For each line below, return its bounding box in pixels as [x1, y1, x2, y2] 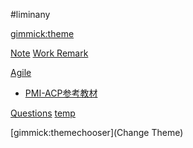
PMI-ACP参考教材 [24, 87, 98, 99]
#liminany [10, 9, 51, 20]
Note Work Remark [10, 47, 89, 59]
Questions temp [10, 107, 76, 119]
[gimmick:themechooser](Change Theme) [10, 127, 184, 138]
